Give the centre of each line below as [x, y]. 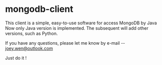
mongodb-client [39, 9]
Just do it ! [16, 58]
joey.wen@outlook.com [29, 48]
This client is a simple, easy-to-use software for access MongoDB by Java [81, 23]
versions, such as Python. [31, 33]
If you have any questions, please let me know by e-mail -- [65, 43]
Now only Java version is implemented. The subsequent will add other [77, 28]
